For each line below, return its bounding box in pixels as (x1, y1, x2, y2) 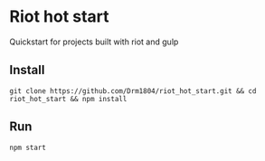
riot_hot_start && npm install (9, 94, 128, 103)
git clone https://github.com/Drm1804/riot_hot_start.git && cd (9, 86, 257, 96)
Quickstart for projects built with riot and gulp (9, 36, 179, 47)
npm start (9, 143, 47, 152)
